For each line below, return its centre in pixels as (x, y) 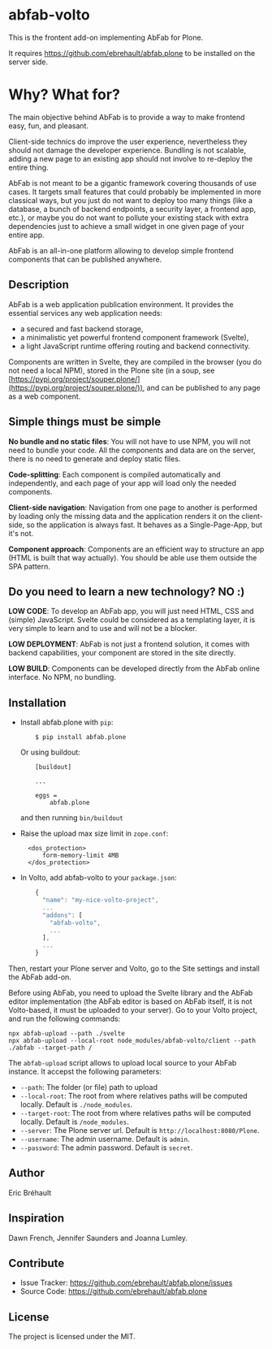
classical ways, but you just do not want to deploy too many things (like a (131, 200)
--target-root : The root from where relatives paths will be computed (136, 1113)
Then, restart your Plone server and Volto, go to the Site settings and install (134, 969)
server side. (28, 62)
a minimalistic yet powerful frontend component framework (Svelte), (134, 337)
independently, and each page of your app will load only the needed (123, 483)
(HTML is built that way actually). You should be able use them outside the (133, 557)
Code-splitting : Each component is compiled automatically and (114, 474)
